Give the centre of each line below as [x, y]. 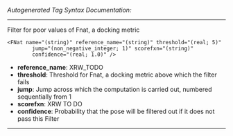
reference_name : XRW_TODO [60, 67]
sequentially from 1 [44, 97]
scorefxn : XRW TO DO [50, 104]
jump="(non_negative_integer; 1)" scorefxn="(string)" [113, 48]
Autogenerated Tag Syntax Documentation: [69, 10]
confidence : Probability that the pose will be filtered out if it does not [116, 111]
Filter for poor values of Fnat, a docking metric [74, 30]
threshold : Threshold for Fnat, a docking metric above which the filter [117, 75]
